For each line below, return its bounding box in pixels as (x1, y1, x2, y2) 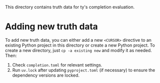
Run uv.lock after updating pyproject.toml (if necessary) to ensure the (12, 67, 156, 73)
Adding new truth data (5, 21, 98, 32)
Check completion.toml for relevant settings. (12, 62, 103, 67)
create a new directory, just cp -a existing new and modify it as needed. (5, 47, 152, 53)
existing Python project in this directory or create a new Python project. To (5, 42, 155, 48)
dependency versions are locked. (12, 72, 80, 78)
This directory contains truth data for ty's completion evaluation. (5, 4, 135, 10)
